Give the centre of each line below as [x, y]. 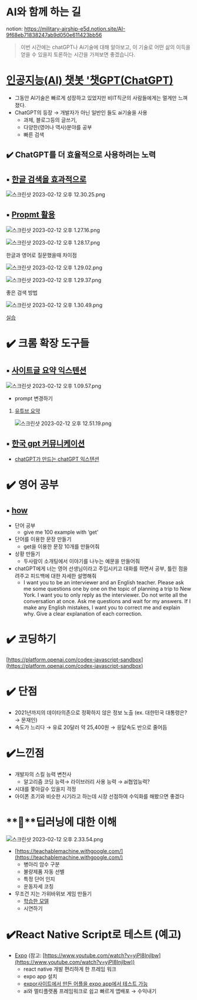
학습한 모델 [36, 901]
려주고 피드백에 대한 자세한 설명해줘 [56, 576]
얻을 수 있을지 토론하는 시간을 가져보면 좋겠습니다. [78, 54]
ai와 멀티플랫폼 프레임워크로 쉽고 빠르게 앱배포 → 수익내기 [90, 991]
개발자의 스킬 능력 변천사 [43, 774]
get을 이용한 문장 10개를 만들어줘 [61, 546]
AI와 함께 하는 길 [44, 12]
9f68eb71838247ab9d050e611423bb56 [54, 35]
